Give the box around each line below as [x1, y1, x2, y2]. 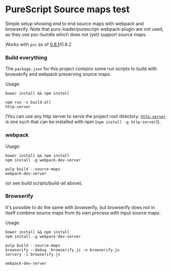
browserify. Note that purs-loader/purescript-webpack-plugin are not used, [5, 26, 164, 32]
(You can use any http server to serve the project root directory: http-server [5, 114, 166, 120]
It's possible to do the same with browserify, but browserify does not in [5, 204, 155, 210]
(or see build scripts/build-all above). [5, 180, 83, 186]
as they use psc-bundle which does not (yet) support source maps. [5, 31, 147, 37]
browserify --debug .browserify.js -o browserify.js [5, 247, 120, 253]
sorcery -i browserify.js [5, 252, 60, 257]
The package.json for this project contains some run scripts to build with [5, 65, 157, 72]
